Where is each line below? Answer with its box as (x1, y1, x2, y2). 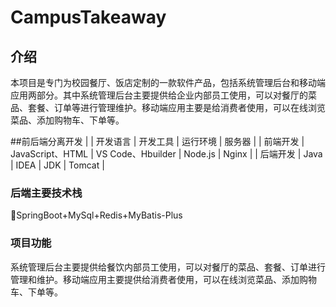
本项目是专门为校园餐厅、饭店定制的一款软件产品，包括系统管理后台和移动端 (10, 77, 326, 88)
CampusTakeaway (10, 6, 167, 29)
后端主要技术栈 (10, 186, 83, 200)
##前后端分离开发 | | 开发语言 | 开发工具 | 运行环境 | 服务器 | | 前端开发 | (10, 136, 305, 147)
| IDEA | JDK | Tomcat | (10, 159, 105, 171)
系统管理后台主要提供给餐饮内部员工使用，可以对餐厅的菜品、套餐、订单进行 (10, 261, 326, 273)
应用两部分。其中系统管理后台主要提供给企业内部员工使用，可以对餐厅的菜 (10, 89, 317, 101)
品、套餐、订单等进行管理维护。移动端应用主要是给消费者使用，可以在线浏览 (10, 102, 326, 113)
